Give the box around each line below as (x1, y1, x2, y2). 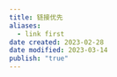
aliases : (9, 21, 41, 30)
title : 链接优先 (9, 12, 63, 22)
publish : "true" (9, 54, 69, 63)
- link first (17, 29, 65, 38)
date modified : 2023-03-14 (9, 46, 108, 55)
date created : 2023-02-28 (9, 37, 104, 47)
